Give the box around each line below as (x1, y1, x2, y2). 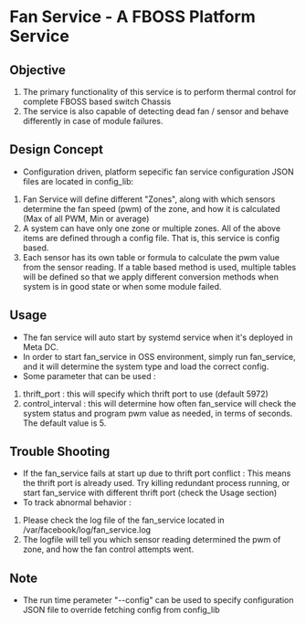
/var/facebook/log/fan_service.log (22, 524, 152, 535)
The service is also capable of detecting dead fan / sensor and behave (22, 106, 290, 116)
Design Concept (9, 142, 103, 157)
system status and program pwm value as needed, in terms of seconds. (22, 407, 293, 418)
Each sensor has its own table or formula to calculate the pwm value (22, 251, 280, 262)
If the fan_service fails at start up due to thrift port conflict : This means (22, 468, 291, 479)
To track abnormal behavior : (22, 497, 132, 508)
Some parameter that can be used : (22, 370, 156, 381)
